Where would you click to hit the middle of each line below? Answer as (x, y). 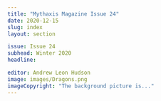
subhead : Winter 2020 (40, 53)
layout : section (31, 34)
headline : (22, 60)
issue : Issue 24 (31, 47)
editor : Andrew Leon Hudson (49, 73)
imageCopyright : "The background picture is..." (81, 86)
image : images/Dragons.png (47, 79)
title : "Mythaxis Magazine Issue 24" (63, 14)
